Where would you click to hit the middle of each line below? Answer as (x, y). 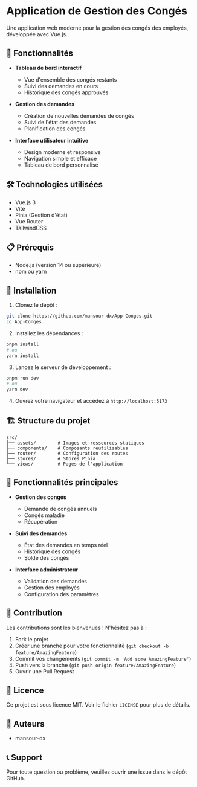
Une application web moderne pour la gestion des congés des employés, (97, 28)
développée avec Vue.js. (37, 34)
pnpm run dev (23, 378)
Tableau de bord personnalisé (61, 165)
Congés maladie (44, 515)
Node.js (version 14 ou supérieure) (58, 265)
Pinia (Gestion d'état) (41, 215)
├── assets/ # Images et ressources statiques (76, 443)
